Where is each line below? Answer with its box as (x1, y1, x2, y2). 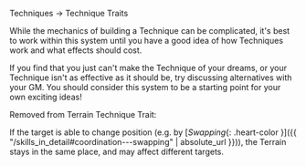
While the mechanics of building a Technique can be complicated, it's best (9, 26, 290, 36)
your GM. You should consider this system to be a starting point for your (9, 82, 281, 92)
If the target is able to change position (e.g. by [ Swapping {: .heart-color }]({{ (9, 127, 297, 138)
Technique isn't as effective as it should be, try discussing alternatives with (9, 72, 292, 83)
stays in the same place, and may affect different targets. (9, 146, 225, 157)
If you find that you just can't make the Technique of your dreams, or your (9, 63, 288, 73)
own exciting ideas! (9, 91, 82, 102)
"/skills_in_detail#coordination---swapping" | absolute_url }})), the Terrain (9, 137, 287, 147)
